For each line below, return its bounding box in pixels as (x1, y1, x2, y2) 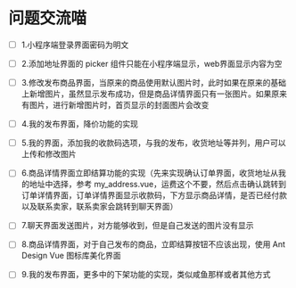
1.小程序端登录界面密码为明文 (21, 39, 129, 50)
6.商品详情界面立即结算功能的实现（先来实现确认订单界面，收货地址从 (21, 168, 279, 178)
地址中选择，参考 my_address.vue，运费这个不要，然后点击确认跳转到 (29, 179, 287, 190)
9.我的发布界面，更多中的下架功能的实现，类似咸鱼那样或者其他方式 (21, 269, 271, 280)
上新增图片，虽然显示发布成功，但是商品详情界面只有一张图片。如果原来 (21, 88, 287, 99)
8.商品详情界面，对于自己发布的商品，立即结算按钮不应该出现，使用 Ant (21, 239, 286, 250)
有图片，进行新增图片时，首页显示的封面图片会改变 (21, 100, 210, 111)
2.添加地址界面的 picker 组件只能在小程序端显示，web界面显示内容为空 (21, 59, 283, 69)
